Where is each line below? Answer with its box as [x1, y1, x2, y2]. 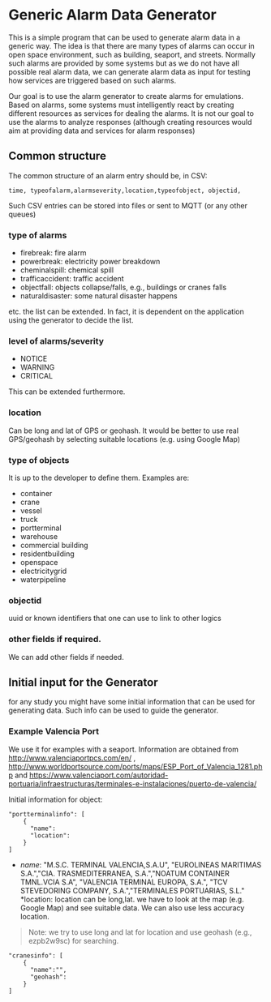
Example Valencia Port [8, 726, 100, 737]
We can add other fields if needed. [8, 652, 124, 662]
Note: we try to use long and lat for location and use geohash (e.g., [28, 927, 252, 937]
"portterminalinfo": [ [8, 810, 85, 818]
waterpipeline [19, 574, 67, 584]
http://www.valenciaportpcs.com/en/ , [8, 752, 136, 763]
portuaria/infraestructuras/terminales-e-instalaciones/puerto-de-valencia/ [8, 778, 257, 788]
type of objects [8, 454, 70, 465]
